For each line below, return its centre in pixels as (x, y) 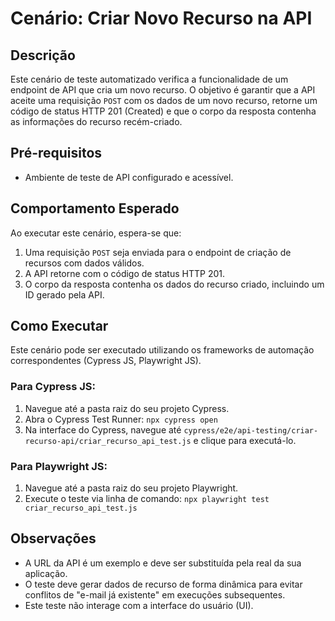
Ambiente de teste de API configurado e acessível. (129, 177)
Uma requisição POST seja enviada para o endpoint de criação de (158, 252)
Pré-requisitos (56, 153)
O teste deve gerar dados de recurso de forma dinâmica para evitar (163, 584)
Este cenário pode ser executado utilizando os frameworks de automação (162, 350)
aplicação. (46, 573)
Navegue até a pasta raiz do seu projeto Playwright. (131, 488)
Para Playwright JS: (59, 466)
